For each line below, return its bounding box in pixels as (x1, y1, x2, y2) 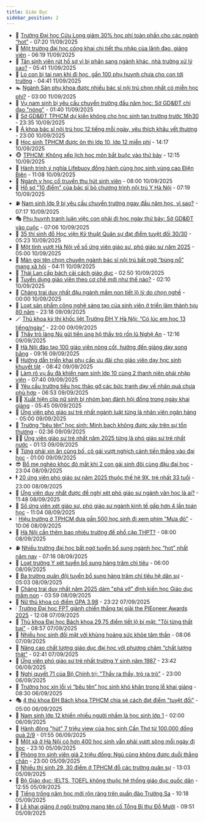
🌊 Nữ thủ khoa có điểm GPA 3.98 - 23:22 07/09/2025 (15, 598, 150, 605)
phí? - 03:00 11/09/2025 (15, 92, 76, 100)
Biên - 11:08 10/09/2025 (15, 171, 76, 178)
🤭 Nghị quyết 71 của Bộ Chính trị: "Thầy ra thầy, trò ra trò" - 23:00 (15, 670, 182, 677)
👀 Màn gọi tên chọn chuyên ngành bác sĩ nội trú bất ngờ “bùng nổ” (15, 256, 184, 263)
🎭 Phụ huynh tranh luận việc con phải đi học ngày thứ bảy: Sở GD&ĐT (15, 215, 194, 222)
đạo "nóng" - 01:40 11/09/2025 (15, 105, 94, 113)
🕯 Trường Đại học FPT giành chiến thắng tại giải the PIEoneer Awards (15, 604, 188, 612)
